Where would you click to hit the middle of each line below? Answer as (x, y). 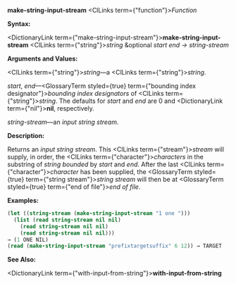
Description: (26, 136)
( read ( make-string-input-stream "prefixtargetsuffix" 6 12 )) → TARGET (114, 246)
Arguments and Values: (43, 58)
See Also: (22, 259)
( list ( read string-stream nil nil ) (67, 220)
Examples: (23, 200)
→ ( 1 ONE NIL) (28, 240)
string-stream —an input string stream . (63, 122)
